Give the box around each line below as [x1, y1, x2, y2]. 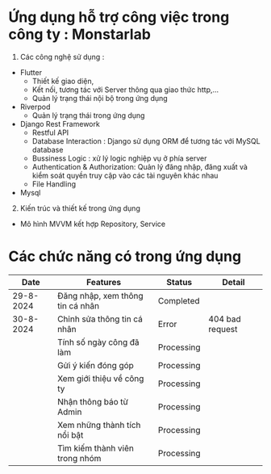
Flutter [19, 67, 43, 77]
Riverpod [19, 102, 51, 111]
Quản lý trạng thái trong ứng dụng [31, 110, 145, 120]
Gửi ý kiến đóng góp [57, 359, 135, 371]
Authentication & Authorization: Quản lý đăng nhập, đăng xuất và [31, 161, 248, 171]
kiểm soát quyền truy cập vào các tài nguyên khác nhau [31, 170, 219, 180]
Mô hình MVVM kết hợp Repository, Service [19, 219, 166, 229]
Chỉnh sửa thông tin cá [57, 313, 144, 325]
